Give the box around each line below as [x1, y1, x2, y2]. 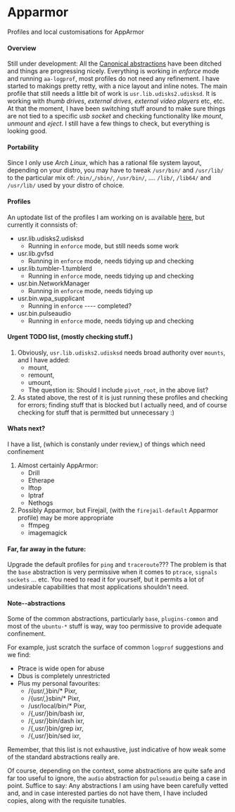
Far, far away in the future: [7, 544, 87, 553]
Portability [7, 142, 39, 152]
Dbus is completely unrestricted [17, 672, 110, 680]
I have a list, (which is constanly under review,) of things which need [7, 440, 205, 448]
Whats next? [7, 424, 46, 433]
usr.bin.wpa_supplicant [17, 294, 85, 302]
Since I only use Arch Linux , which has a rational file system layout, [7, 159, 202, 167]
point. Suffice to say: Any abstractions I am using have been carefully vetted [7, 782, 229, 790]
